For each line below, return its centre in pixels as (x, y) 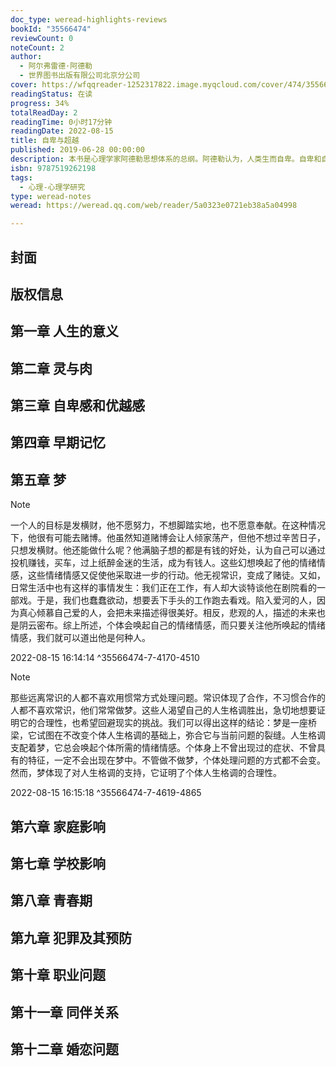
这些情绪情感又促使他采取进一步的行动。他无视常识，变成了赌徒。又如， (176, 575)
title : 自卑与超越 (45, 141)
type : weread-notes (51, 196)
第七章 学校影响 (58, 864)
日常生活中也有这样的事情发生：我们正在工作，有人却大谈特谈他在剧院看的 (163, 588)
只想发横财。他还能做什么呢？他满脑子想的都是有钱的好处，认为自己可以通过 (168, 550)
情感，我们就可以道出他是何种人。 (80, 638)
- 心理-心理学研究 (52, 187)
